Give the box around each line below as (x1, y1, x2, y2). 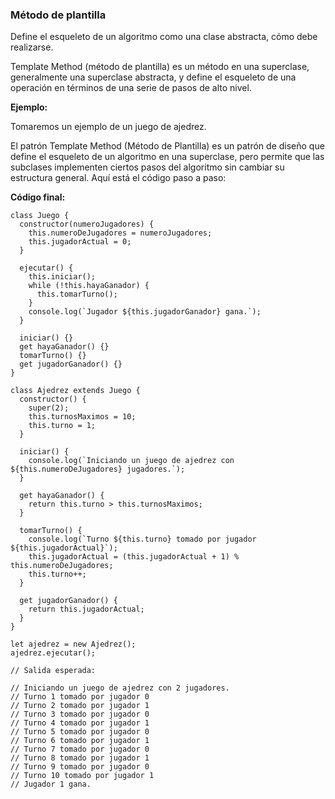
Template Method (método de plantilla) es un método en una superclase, (10, 61, 310, 73)
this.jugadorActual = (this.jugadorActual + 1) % (28, 552, 240, 562)
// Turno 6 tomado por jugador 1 (10, 736, 150, 746)
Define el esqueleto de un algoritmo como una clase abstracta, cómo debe (10, 31, 318, 43)
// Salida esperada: (10, 666, 97, 676)
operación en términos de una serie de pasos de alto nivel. (10, 82, 252, 94)
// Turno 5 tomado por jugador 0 (10, 727, 150, 737)
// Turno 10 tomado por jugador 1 (10, 771, 155, 781)
